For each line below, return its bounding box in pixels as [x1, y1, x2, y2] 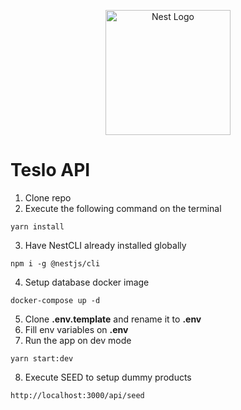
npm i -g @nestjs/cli [10, 258, 101, 269]
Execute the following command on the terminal [24, 202, 222, 214]
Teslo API [10, 159, 91, 182]
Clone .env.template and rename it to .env [24, 313, 202, 325]
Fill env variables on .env [24, 323, 129, 335]
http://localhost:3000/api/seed [10, 390, 145, 400]
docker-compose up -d [10, 295, 101, 305]
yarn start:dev [10, 353, 74, 364]
